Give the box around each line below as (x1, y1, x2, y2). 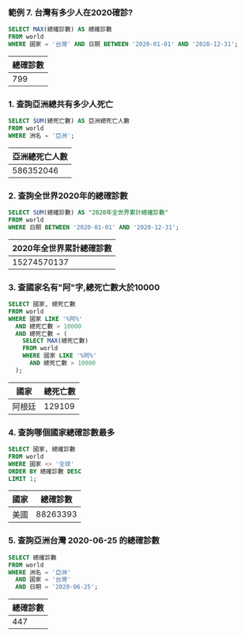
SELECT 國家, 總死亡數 (8, 300, 76, 308)
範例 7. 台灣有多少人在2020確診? (8, 6, 133, 17)
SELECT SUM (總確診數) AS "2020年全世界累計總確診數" (8, 208, 169, 217)
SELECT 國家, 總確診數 (8, 445, 76, 453)
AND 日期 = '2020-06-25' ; (15, 583, 99, 591)
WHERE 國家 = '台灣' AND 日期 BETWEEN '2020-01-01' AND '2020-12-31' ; (8, 40, 239, 48)
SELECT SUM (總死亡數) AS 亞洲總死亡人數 (8, 117, 130, 125)
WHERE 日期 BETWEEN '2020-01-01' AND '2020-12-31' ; (8, 223, 180, 231)
